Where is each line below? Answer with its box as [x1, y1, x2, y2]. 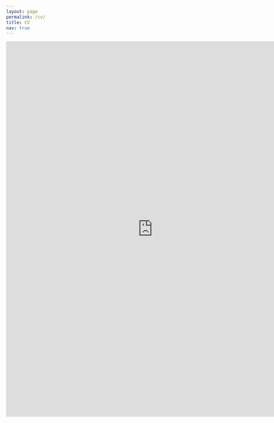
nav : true [6, 25, 30, 31]
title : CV [6, 19, 30, 25]
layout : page [6, 8, 38, 15]
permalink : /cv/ [6, 14, 46, 20]
